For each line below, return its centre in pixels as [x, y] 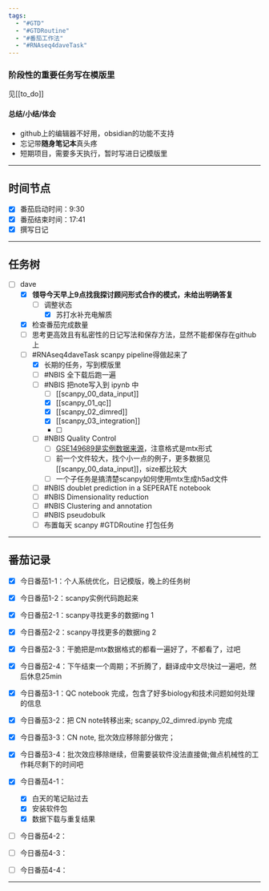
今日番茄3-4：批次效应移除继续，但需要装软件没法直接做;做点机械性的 [136, 755]
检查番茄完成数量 [60, 325]
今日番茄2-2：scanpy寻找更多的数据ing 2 [88, 632]
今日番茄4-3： [44, 853]
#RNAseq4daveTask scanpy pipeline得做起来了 [110, 354]
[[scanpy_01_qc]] [84, 403]
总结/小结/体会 [32, 114]
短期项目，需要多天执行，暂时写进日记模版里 [94, 153]
